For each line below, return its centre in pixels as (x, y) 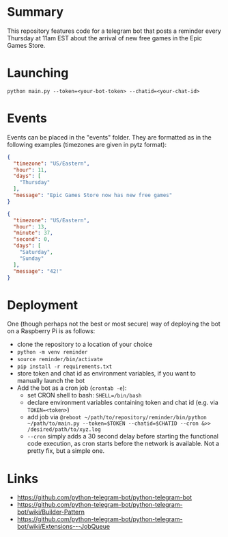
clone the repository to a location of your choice (85, 344)
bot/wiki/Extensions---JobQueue (63, 527)
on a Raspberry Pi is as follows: (51, 331)
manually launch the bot (51, 381)
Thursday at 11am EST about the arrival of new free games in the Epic (105, 38)
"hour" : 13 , (30, 226)
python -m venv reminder (52, 352)
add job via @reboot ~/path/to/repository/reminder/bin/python (117, 417)
